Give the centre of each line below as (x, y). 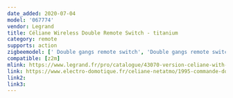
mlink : (17, 65)
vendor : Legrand (31, 26)
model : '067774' (31, 20)
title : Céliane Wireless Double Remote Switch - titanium (93, 33)
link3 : (17, 84)
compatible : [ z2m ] (34, 59)
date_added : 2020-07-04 (42, 13)
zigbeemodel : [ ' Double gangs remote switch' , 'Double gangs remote (108, 52)
